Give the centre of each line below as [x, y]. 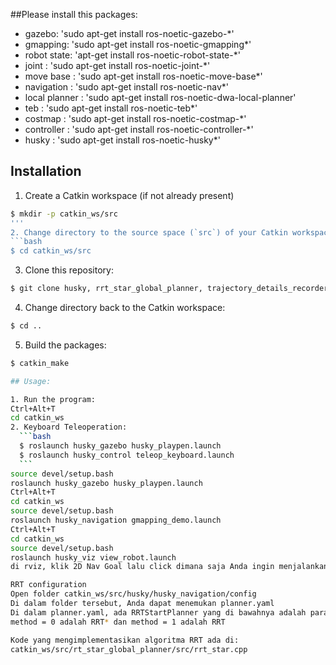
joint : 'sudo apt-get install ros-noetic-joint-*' [117, 65]
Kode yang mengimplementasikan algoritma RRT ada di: [125, 640]
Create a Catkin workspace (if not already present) [129, 195]
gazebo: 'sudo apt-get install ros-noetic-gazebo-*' [129, 33]
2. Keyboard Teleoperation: [69, 427]
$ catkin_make [40, 363]
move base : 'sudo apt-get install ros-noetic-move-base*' [143, 76]
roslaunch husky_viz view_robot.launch [93, 557]
